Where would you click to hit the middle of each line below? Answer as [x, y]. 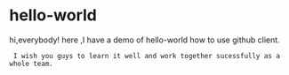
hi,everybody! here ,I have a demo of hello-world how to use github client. [144, 40]
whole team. [31, 64]
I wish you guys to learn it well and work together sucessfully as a [146, 56]
